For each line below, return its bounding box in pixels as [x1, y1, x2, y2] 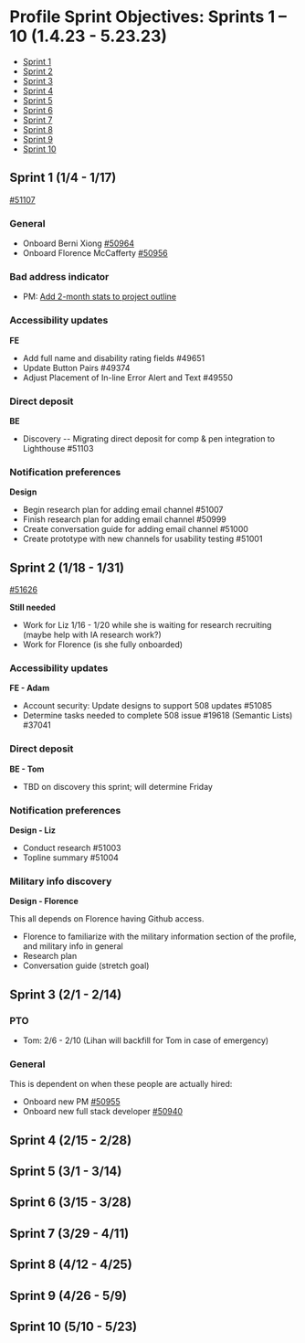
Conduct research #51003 [22, 842, 121, 853]
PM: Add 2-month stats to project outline [22, 291, 176, 303]
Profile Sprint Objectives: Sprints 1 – [9, 6, 288, 27]
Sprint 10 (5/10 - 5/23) [9, 1318, 138, 1334]
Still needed [9, 602, 57, 613]
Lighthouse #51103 [22, 442, 94, 453]
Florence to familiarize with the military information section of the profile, [22, 931, 297, 943]
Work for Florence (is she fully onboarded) [22, 639, 184, 650]
